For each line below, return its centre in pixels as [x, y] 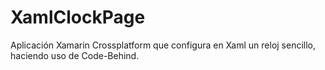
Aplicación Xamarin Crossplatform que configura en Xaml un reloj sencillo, [163, 45]
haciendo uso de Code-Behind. [75, 55]
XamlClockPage [78, 17]
